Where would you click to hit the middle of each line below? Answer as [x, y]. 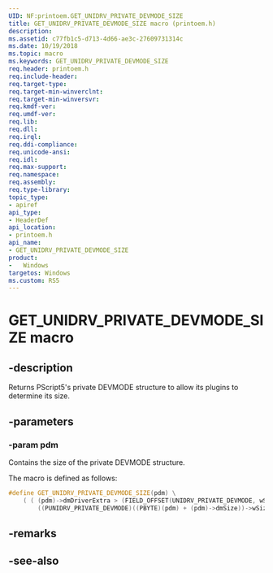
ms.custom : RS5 [34, 280]
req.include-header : [43, 76]
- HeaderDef [28, 220]
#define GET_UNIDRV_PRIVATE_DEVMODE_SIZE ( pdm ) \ [92, 493]
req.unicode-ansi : [39, 152]
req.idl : [23, 159]
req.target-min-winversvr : [54, 99]
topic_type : [28, 197]
